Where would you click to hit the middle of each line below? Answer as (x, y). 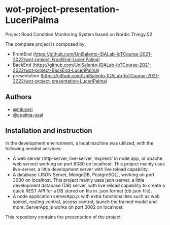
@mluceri (23, 109)
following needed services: (33, 148)
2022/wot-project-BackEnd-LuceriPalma (55, 70)
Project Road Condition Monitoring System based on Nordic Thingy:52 (79, 34)
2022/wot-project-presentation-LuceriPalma (59, 81)
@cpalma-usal (28, 115)
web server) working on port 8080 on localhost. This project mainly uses (89, 163)
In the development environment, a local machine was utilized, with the (79, 143)
